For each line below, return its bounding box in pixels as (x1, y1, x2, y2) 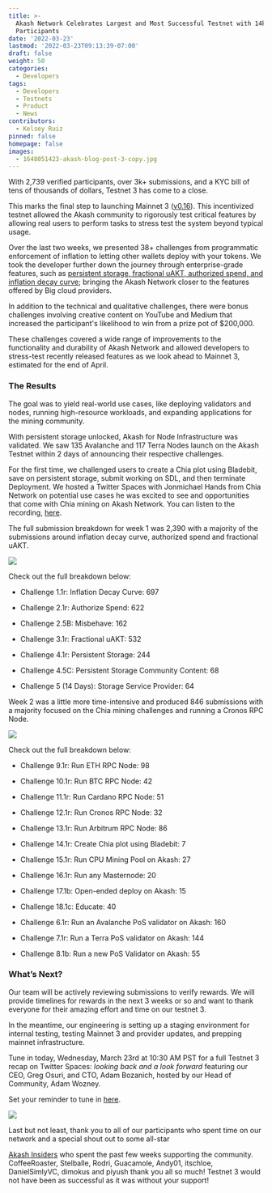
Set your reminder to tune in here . (8, 1094, 121, 1104)
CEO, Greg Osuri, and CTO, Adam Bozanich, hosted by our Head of (8, 1070, 232, 1080)
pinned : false (8, 132, 57, 140)
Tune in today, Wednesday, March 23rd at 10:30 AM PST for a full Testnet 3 (8, 1053, 260, 1063)
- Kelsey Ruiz (15, 125, 63, 133)
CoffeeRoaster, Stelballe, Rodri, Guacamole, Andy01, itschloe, (8, 1158, 214, 1168)
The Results (8, 380, 57, 392)
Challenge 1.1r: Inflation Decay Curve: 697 (19, 587, 159, 596)
